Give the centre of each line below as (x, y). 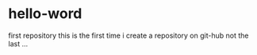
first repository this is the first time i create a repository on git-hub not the (128, 35)
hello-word (45, 14)
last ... (18, 43)
